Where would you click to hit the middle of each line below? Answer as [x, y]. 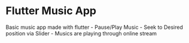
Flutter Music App [51, 11]
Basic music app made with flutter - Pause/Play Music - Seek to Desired [94, 27]
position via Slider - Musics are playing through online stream [81, 33]
